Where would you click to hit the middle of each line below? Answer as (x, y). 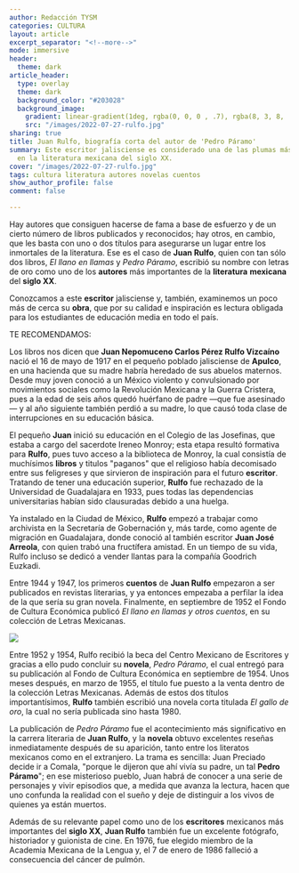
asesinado (267, 399)
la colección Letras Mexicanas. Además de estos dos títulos (119, 692)
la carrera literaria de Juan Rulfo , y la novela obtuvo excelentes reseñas (141, 738)
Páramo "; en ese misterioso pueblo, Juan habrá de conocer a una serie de (146, 776)
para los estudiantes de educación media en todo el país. (114, 317)
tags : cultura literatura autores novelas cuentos (105, 174)
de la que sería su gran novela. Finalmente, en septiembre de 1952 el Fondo (148, 602)
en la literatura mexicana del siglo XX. (95, 158)
